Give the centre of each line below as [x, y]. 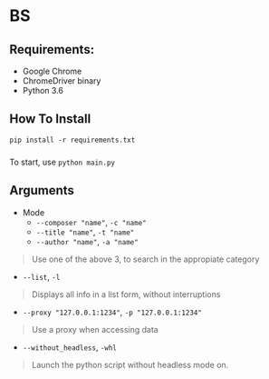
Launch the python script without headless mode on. [130, 364]
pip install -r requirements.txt [72, 140]
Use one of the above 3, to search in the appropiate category [145, 259]
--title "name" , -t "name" [85, 232]
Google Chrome [52, 71]
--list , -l [41, 276]
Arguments [42, 190]
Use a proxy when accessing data [95, 329]
